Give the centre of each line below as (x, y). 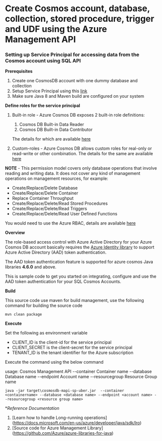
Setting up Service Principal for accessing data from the (72, 55)
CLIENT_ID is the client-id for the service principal (62, 342)
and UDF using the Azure (56, 29)
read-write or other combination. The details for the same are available (82, 154)
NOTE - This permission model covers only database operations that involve (81, 168)
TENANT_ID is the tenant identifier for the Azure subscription (73, 353)
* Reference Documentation (32, 408)
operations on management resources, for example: (57, 178)
